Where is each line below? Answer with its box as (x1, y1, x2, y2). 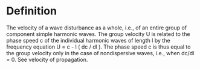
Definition (6, 4, 57, 18)
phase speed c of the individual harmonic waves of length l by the (6, 37, 170, 44)
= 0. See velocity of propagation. (6, 56, 88, 63)
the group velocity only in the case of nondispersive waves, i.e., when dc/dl (6, 49, 195, 56)
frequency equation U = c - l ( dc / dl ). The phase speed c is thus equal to (6, 43, 191, 50)
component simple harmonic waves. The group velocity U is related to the (6, 30, 190, 37)
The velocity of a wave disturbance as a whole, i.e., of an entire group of (6, 24, 187, 31)
